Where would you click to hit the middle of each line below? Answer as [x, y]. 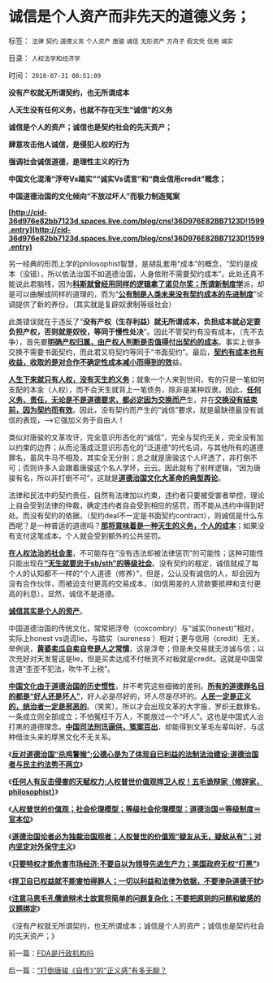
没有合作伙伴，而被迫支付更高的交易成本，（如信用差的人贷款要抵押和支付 [131, 583]
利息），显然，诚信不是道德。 [71, 593]
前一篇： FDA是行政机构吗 [51, 953]
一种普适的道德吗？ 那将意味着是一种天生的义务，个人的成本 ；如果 [147, 526]
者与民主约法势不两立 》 [46, 764]
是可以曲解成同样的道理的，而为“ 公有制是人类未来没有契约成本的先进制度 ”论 [136, 294]
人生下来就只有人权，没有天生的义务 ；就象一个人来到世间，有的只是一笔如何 [136, 379]
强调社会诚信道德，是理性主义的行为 [69, 161]
